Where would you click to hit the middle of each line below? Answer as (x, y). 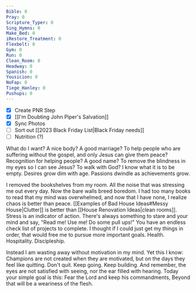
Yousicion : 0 (22, 77)
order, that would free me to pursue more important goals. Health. (85, 235)
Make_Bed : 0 (20, 33)
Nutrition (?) (29, 137)
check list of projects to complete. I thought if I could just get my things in (94, 229)
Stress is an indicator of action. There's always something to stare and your (97, 216)
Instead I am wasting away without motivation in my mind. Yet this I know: (95, 253)
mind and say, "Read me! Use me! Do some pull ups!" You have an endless (96, 222)
